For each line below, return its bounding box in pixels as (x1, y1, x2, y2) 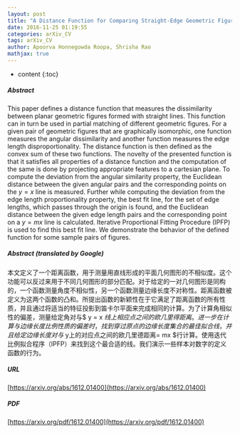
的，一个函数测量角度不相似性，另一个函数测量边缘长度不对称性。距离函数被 (7, 286, 232, 295)
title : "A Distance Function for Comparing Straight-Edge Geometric (7, 17, 215, 24)
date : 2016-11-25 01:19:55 (7, 24, 88, 31)
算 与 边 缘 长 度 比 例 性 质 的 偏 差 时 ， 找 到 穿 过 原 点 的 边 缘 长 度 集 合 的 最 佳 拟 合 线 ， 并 (7, 322, 232, 330)
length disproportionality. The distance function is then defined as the (7, 142, 212, 151)
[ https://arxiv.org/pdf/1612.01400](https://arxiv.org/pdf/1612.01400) (7, 417, 204, 426)
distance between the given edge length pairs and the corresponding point (7, 210, 227, 218)
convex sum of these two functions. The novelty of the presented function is (7, 149, 232, 158)
